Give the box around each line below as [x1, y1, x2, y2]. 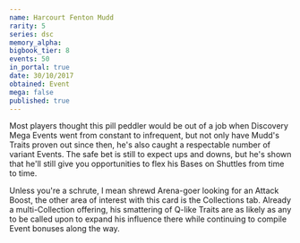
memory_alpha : [9, 38, 63, 47]
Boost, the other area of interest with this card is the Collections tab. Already [9, 195, 292, 205]
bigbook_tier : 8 [9, 46, 70, 55]
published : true [9, 96, 70, 105]
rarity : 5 [9, 21, 47, 30]
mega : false [9, 88, 54, 96]
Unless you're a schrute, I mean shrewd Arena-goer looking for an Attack [9, 185, 279, 197]
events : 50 [9, 54, 50, 63]
